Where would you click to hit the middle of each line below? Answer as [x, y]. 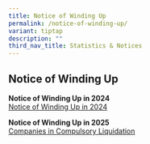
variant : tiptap [35, 31]
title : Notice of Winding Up [57, 16]
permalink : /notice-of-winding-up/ [68, 23]
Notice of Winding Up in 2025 [59, 122]
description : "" [35, 38]
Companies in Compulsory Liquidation [72, 131]
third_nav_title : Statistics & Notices [75, 46]
